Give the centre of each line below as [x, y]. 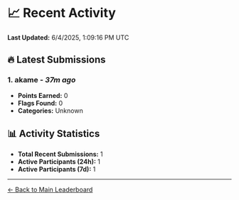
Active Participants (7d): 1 [57, 170]
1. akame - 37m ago [42, 80]
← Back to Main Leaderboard [50, 190]
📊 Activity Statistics [54, 134]
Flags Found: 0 [40, 103]
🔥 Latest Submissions [57, 60]
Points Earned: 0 [43, 95]
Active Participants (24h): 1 [59, 162]
